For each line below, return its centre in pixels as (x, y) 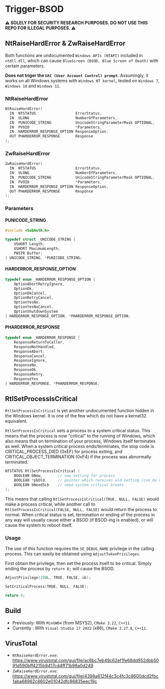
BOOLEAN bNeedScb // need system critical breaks (69, 485)
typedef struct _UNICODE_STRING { (41, 240)
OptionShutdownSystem (36, 311)
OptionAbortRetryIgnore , (39, 284)
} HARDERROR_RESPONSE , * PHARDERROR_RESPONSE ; (52, 383)
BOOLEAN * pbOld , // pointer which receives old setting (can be (85, 481)
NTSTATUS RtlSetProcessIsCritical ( (42, 471)
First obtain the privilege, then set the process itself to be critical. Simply (78, 563)
